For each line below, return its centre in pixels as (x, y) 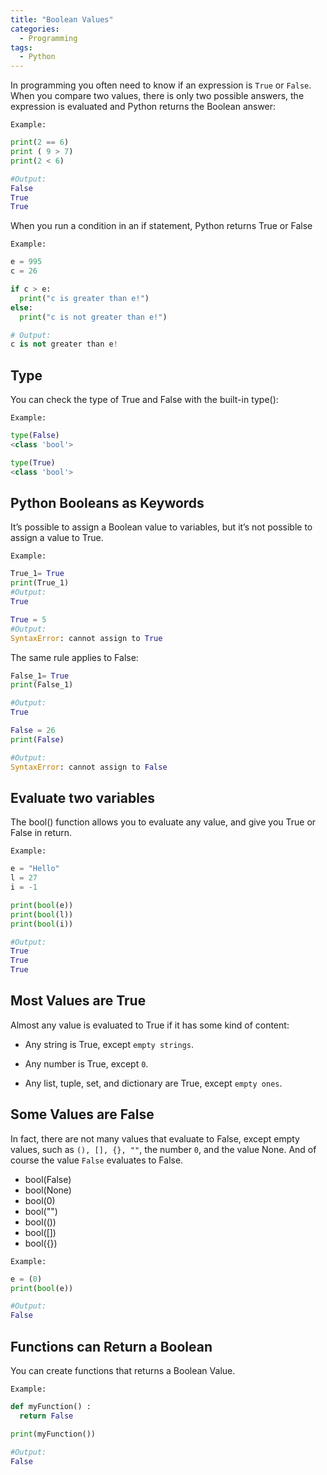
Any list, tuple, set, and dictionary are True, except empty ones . (153, 1083)
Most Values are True (78, 1001)
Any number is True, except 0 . (86, 1063)
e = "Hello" (35, 869)
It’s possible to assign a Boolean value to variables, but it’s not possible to (161, 527)
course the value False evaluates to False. (97, 1160)
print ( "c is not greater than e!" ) (93, 317)
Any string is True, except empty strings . (109, 1044)
